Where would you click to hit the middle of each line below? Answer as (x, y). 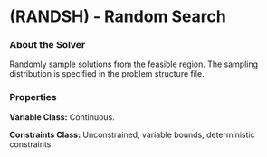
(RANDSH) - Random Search (118, 17)
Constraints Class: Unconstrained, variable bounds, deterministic (132, 134)
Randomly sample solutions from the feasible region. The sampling (134, 64)
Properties (33, 97)
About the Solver (48, 45)
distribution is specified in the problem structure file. (107, 74)
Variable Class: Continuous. (62, 117)
